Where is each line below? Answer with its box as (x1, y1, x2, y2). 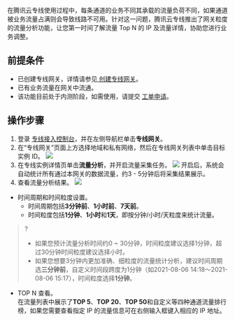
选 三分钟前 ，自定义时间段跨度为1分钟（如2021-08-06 (34, 265, 189, 273)
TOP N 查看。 (17, 289, 57, 297)
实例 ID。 (17, 152, 44, 160)
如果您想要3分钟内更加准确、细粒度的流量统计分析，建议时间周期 (34, 256, 223, 264)
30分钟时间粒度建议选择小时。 (41, 248, 129, 256)
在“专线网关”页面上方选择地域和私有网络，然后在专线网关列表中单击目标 (17, 143, 226, 152)
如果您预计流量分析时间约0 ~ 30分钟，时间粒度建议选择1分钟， (34, 238, 216, 247)
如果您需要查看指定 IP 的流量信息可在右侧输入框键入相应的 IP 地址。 (29, 306, 226, 315)
